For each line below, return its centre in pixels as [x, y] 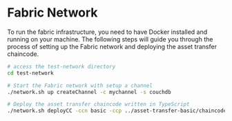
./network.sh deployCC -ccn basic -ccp [65, 111]
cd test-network [30, 73]
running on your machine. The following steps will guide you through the [110, 39]
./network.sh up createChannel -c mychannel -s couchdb [89, 92]
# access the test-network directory [61, 66]
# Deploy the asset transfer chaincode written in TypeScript [98, 104]
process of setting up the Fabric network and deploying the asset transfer [112, 46]
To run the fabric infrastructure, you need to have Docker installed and [107, 32]
